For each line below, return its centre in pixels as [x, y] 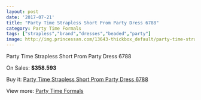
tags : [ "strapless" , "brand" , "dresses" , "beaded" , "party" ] [79, 34]
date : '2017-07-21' [31, 17]
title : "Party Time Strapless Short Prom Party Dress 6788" [83, 23]
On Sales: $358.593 [31, 68]
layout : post [22, 12]
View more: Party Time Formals [45, 91]
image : [14, 39]
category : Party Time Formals [44, 28]
